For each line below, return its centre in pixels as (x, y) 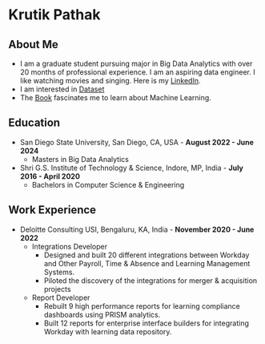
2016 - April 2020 (50, 176)
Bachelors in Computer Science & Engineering (108, 184)
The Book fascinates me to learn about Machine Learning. (116, 97)
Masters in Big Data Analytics (80, 159)
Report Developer (61, 297)
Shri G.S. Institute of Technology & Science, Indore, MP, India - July (132, 168)
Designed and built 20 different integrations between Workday (147, 255)
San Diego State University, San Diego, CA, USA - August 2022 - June (137, 142)
